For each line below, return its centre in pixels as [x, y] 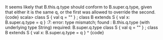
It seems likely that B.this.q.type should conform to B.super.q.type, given [79, 7]
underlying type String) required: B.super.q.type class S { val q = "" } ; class [81, 27]
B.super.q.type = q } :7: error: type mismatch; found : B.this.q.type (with [77, 22]
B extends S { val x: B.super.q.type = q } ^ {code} [54, 33]
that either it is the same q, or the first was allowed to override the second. [80, 12]
